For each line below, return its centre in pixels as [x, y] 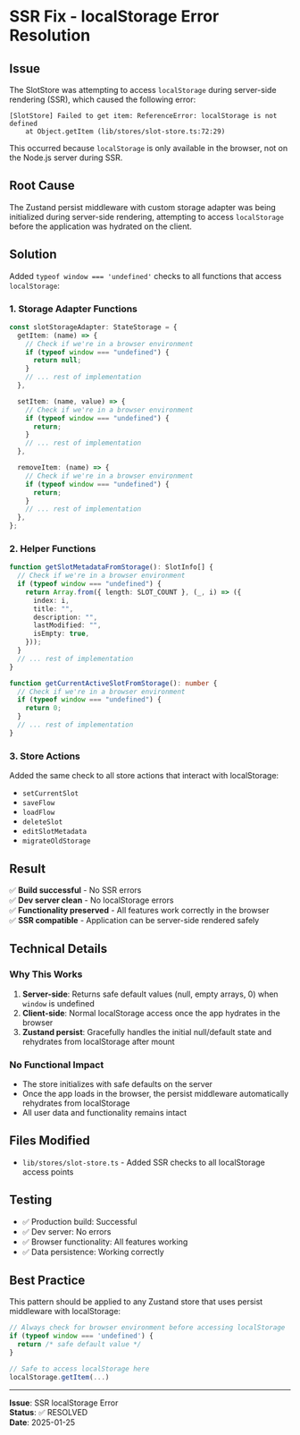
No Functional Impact [57, 1065]
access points [48, 1172]
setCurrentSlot [50, 794]
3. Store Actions [45, 756]
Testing [31, 1200]
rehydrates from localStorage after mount [99, 1041]
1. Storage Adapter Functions [74, 309]
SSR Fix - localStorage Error [114, 17]
